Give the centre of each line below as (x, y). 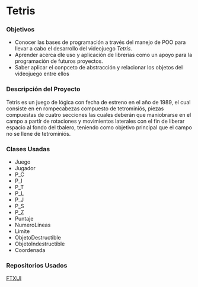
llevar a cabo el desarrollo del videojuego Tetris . (73, 49)
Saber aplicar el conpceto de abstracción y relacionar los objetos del (99, 68)
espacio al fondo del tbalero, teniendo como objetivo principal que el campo (99, 127)
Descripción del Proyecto (43, 89)
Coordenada (30, 250)
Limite (22, 231)
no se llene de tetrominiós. (39, 133)
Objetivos (20, 30)
